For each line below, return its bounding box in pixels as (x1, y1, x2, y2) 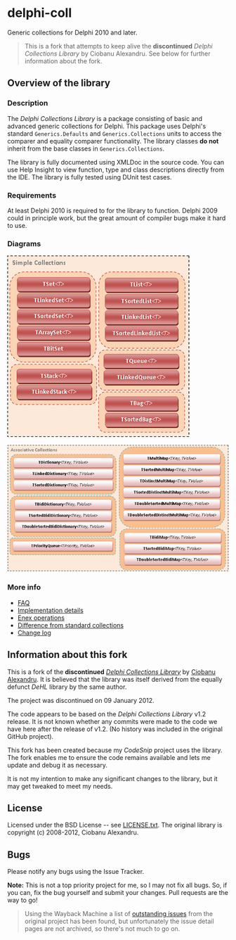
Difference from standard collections (17, 621, 124, 629)
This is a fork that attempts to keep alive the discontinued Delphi (24, 42, 213, 50)
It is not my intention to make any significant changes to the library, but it (7, 774, 218, 782)
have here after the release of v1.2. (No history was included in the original (7, 725, 223, 733)
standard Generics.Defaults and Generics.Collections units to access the (7, 129, 222, 138)
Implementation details (17, 606, 84, 614)
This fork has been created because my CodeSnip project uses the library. (7, 746, 223, 754)
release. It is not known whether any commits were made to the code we (7, 717, 218, 725)
